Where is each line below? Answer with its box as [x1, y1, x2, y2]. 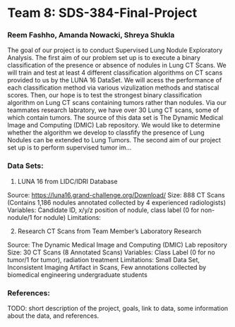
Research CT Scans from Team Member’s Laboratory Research [17, 227, 202, 235]
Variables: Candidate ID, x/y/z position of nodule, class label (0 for [7, 206, 200, 214]
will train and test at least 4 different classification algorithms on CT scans [7, 68, 223, 77]
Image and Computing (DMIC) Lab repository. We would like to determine [7, 121, 221, 130]
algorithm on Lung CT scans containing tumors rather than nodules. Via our [7, 99, 227, 107]
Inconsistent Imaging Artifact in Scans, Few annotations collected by [7, 263, 207, 271]
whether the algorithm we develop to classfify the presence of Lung [7, 128, 205, 137]
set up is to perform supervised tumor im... [7, 143, 132, 152]
